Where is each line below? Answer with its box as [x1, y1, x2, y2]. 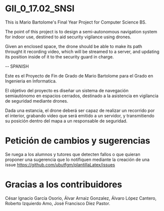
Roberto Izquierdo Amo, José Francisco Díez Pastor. [5, 200, 110, 206]
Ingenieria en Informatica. [5, 78, 57, 84]
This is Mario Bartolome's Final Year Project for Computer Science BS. [5, 19, 147, 25]
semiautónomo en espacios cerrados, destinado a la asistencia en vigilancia [5, 93, 159, 99]
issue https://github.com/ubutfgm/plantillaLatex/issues [5, 161, 116, 167]
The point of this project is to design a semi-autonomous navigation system [5, 28, 158, 34]
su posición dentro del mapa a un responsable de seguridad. [5, 118, 128, 124]
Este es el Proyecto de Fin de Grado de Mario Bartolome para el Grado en [5, 73, 153, 79]
